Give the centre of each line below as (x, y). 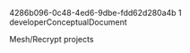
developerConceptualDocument (68, 22)
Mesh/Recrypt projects (52, 39)
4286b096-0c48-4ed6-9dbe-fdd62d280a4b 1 (95, 13)
